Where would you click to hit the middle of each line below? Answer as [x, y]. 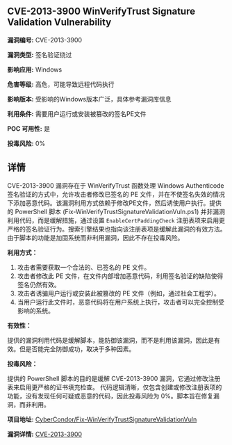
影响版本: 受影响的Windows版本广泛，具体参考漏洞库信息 [89, 99]
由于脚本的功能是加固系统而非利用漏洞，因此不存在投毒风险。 [96, 237]
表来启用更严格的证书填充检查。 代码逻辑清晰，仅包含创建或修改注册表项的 [115, 387]
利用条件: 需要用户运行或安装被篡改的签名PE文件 [77, 113]
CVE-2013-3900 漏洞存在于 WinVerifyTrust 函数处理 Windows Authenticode [116, 185]
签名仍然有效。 [39, 284]
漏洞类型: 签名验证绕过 [40, 54]
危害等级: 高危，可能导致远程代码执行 [61, 84]
